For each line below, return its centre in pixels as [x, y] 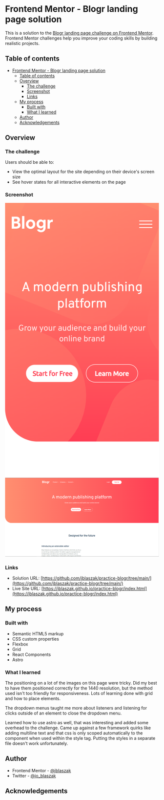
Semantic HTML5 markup [38, 633]
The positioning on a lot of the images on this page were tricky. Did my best [81, 683]
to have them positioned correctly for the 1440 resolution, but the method [79, 688]
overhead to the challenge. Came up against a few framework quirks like [78, 728]
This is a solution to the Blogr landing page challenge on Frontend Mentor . [79, 33]
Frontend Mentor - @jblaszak [41, 770]
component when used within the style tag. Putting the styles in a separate [80, 738]
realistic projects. [22, 43]
